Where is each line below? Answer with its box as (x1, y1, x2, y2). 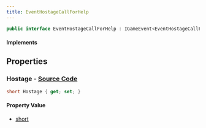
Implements (6, 39, 38, 46)
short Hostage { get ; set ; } (6, 88, 81, 94)
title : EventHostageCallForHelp (6, 9, 89, 15)
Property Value (6, 102, 46, 109)
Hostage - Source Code (6, 74, 78, 83)
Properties (6, 56, 48, 67)
